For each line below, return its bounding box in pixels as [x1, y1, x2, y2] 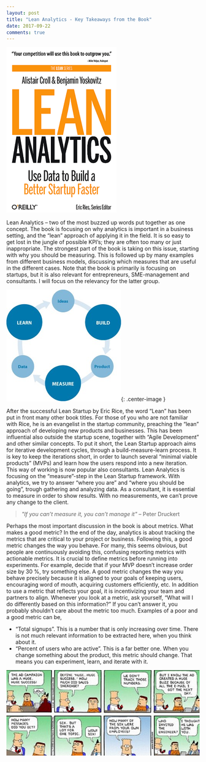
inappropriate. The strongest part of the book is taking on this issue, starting [6, 245, 199, 253]
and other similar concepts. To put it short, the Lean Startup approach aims [6, 440, 196, 448]
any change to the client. [6, 498, 69, 506]
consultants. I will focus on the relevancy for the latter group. [6, 278, 160, 285]
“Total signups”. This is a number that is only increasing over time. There [15, 625, 199, 633]
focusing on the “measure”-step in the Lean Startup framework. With [6, 473, 180, 480]
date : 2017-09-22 [6, 23, 51, 29]
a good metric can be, [6, 614, 63, 621]
